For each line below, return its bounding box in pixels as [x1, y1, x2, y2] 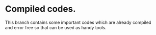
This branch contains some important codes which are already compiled [5, 19, 152, 25]
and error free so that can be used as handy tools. [5, 24, 106, 30]
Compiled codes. [5, 3, 76, 15]
